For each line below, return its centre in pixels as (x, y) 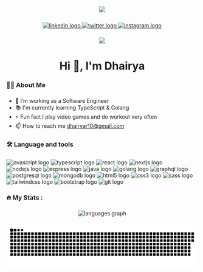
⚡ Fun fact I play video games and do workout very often (86, 117)
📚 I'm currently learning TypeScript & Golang (72, 107)
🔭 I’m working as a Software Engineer (62, 100)
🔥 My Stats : (25, 197)
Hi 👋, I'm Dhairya (102, 66)
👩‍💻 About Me (26, 85)
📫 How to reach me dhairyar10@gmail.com (70, 126)
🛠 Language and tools (40, 144)
